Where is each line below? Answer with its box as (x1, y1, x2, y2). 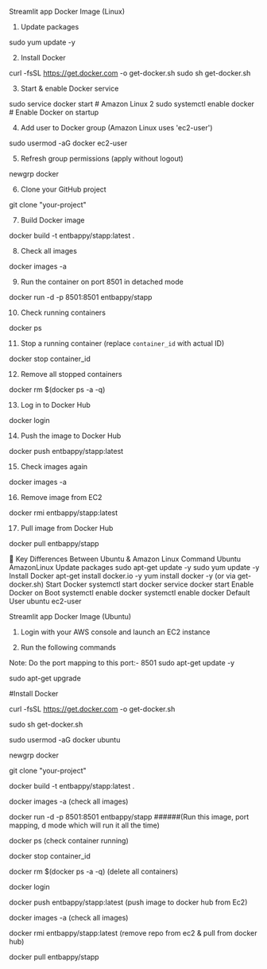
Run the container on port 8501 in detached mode (20, 277, 184, 286)
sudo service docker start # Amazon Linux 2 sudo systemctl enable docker (9, 99, 255, 108)
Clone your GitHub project (20, 184, 106, 194)
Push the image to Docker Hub (20, 431, 122, 440)
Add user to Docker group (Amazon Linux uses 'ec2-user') (20, 123, 213, 132)
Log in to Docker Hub (20, 401, 91, 409)
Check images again (20, 462, 88, 471)
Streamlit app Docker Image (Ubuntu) (9, 612, 132, 621)
